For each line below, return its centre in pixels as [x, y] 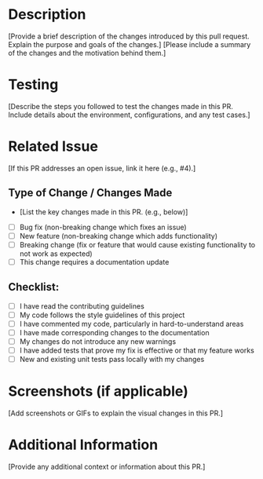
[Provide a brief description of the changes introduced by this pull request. [129, 36]
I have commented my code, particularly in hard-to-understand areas [131, 324]
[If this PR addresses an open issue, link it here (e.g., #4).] [102, 168]
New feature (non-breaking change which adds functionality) [119, 236]
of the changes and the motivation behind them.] [87, 53]
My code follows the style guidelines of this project [102, 315]
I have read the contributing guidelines [82, 306]
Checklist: [34, 287]
